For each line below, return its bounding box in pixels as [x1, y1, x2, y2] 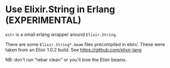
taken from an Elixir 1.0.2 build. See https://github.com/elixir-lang [5, 47, 142, 53]
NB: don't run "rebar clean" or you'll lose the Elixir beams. [5, 56, 127, 62]
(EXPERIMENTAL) [5, 14, 82, 26]
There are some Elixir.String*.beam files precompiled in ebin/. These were [5, 41, 165, 47]
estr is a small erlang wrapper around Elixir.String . [5, 31, 117, 37]
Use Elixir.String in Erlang [5, 4, 115, 15]
